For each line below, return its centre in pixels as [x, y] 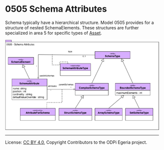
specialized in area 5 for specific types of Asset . [54, 33]
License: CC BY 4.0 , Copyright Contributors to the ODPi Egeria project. [76, 142]
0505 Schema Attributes [56, 9]
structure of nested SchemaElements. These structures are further [72, 27]
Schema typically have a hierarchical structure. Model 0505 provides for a [80, 22]
